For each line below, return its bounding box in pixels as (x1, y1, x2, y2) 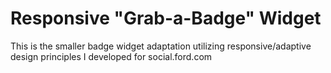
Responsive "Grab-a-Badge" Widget (10, 7, 322, 30)
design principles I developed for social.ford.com (10, 50, 213, 62)
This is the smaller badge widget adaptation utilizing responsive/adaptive (10, 40, 312, 52)
